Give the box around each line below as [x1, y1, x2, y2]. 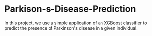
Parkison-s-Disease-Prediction [4, 3, 136, 15]
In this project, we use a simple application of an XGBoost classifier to [4, 20, 147, 26]
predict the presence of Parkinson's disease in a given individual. [4, 25, 138, 31]
